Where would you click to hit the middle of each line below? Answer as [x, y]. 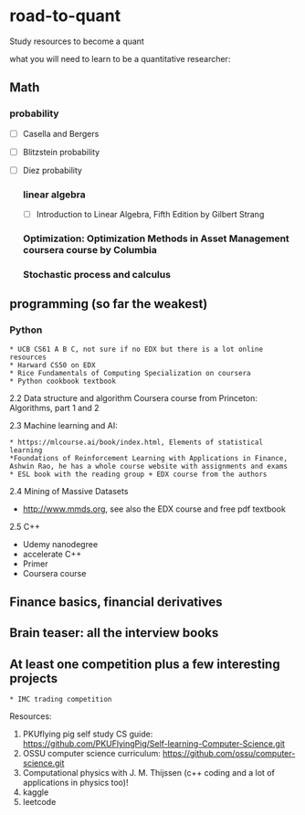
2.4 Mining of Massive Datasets [69, 491]
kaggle [36, 792]
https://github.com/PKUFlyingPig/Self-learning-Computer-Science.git [154, 744]
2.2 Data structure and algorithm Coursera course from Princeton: [134, 397]
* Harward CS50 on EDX [53, 365]
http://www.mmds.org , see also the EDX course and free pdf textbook [154, 509]
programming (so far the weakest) [109, 304]
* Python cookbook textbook [63, 381]
